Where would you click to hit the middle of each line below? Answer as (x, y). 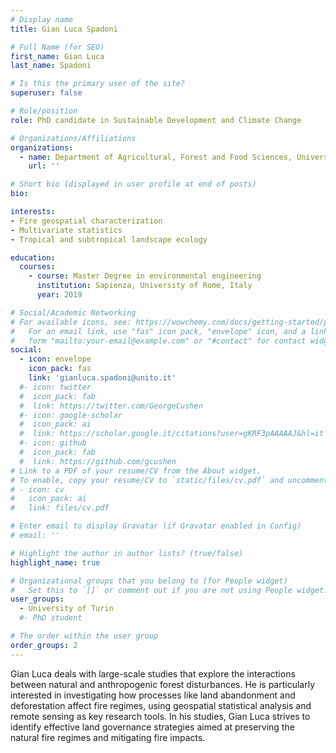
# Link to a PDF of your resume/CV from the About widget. (136, 471)
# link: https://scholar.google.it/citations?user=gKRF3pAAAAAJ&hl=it (172, 434)
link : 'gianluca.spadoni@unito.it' (102, 378)
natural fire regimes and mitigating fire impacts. (108, 737)
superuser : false (46, 93)
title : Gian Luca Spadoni (64, 29)
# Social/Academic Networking (73, 312)
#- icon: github (53, 443)
